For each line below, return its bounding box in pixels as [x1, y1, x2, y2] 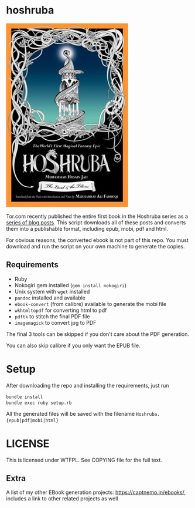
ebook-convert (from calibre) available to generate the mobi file [14, 300, 167, 307]
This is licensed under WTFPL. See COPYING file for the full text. [6, 456, 163, 463]
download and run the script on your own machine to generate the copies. [6, 243, 185, 250]
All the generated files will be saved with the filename [6, 410, 135, 417]
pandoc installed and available [14, 294, 86, 301]
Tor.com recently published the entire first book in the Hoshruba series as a [6, 213, 189, 220]
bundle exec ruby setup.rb [6, 400, 72, 406]
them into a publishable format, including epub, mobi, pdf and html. [6, 225, 169, 232]
